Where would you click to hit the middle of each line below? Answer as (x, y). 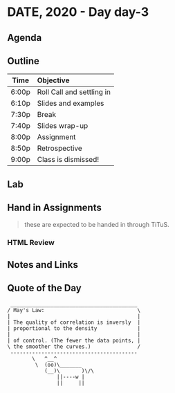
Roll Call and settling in (74, 92)
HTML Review (31, 242)
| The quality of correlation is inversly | (74, 322)
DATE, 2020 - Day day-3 (78, 12)
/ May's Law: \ (74, 310)
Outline (23, 61)
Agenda (25, 38)
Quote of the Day (44, 288)
